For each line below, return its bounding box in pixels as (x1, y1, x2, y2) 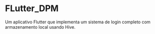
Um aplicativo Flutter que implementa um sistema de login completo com (5, 19, 151, 25)
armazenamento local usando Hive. (5, 24, 76, 30)
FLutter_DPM (5, 3, 59, 14)
